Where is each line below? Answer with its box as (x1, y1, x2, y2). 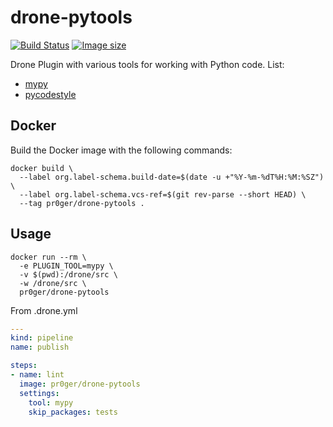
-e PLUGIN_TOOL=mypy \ (19, 261, 114, 271)
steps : (10, 361, 38, 371)
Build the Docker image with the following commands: (10, 144, 233, 156)
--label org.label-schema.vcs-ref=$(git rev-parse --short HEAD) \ (19, 189, 307, 200)
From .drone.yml (10, 304, 78, 316)
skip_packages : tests (28, 407, 118, 417)
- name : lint (10, 370, 65, 380)
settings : (19, 388, 60, 398)
